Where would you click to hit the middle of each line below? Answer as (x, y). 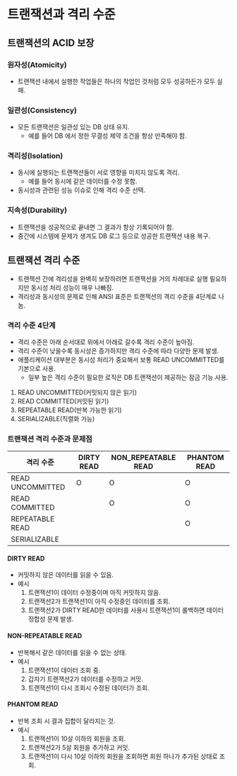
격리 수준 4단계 (32, 325)
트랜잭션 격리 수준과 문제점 (50, 439)
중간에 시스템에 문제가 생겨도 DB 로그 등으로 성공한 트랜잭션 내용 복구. (114, 236)
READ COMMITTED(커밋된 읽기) (63, 401)
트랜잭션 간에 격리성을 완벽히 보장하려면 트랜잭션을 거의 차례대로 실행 (113, 278)
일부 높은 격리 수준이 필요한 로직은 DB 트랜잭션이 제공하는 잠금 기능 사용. (128, 377)
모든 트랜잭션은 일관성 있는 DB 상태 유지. (73, 127)
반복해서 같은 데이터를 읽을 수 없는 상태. (72, 652)
